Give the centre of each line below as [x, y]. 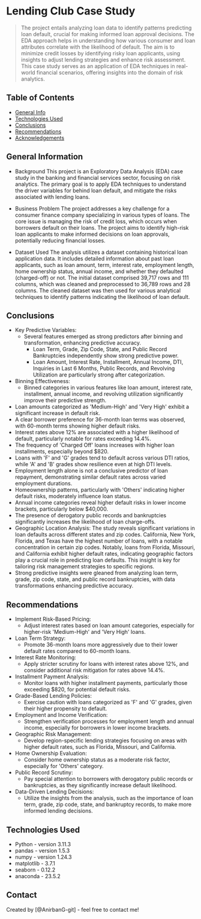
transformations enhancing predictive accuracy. [74, 586]
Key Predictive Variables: [46, 330]
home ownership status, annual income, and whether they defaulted [99, 271]
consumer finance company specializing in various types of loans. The [102, 215]
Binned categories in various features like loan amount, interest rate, [108, 388]
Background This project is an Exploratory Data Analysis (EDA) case [99, 171]
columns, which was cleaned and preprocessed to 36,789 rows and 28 [103, 284]
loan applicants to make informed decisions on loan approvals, [92, 234]
